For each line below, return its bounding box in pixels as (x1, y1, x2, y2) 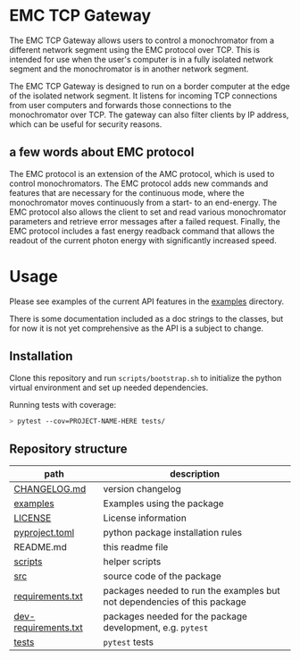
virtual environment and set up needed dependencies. (9, 382, 209, 393)
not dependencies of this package (103, 596, 247, 608)
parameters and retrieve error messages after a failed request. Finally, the (9, 216, 281, 226)
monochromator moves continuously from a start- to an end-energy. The (9, 197, 278, 207)
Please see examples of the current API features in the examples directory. (9, 296, 284, 307)
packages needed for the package (103, 610, 248, 622)
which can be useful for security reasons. (9, 118, 162, 130)
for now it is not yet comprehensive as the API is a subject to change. (9, 323, 264, 334)
